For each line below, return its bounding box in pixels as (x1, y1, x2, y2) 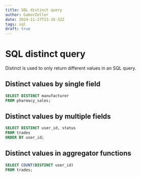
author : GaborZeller (5, 12, 49, 17)
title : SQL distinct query (5, 7, 62, 13)
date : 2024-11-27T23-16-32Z (5, 17, 65, 22)
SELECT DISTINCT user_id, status (5, 126, 76, 131)
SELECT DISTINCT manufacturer (5, 93, 69, 98)
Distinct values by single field (5, 80, 100, 88)
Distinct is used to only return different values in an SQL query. (5, 65, 136, 71)
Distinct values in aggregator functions (5, 149, 132, 158)
